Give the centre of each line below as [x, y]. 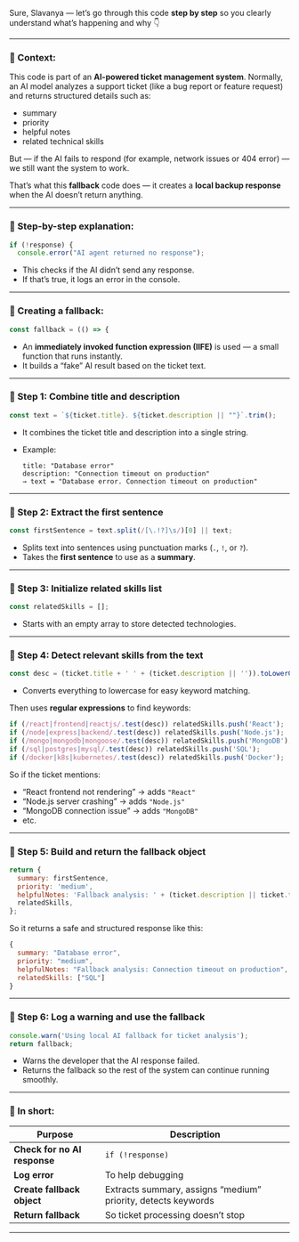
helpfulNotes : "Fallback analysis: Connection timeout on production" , [153, 970]
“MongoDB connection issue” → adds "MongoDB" [110, 810]
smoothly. [40, 1080]
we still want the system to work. [69, 168]
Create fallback [47, 1189]
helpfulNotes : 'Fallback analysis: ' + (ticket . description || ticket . [153, 895]
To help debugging [145, 1174]
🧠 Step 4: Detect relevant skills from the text [106, 655]
